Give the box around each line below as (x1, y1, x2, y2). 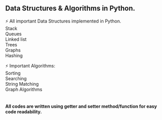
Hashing (5, 52, 23, 58)
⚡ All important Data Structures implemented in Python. (5, 18, 121, 24)
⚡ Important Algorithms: (5, 62, 56, 68)
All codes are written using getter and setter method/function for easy (5, 103, 157, 109)
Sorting (5, 70, 21, 76)
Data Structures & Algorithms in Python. (5, 4, 136, 13)
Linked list (5, 36, 27, 42)
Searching (5, 75, 27, 81)
